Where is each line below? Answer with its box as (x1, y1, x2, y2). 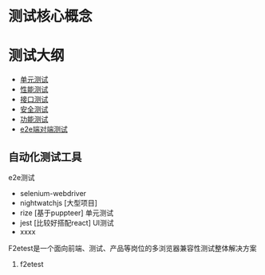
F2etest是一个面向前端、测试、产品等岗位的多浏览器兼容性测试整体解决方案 (8, 243, 257, 253)
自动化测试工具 (8, 150, 82, 163)
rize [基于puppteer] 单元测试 (19, 208, 114, 218)
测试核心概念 (8, 7, 93, 26)
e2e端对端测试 (19, 124, 68, 134)
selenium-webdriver (19, 188, 86, 198)
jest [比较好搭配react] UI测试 (19, 218, 114, 227)
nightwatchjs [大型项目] (19, 198, 98, 207)
